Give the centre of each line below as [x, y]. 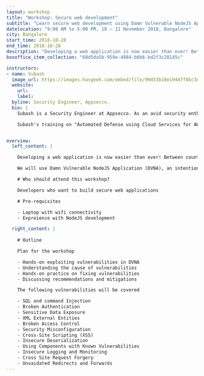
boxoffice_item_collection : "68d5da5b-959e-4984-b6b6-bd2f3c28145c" [95, 57]
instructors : [23, 68]
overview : [19, 141]
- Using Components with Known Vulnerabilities [78, 346]
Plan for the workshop [46, 251]
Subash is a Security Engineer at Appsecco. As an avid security [102, 113]
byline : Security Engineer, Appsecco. [61, 102]
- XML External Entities [49, 318]
